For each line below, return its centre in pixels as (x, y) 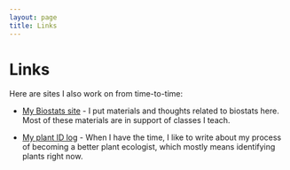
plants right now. (52, 157)
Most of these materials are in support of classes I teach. (126, 120)
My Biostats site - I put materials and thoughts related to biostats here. (150, 111)
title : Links (33, 26)
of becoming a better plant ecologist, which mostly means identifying (149, 147)
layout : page (33, 17)
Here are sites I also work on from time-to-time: (96, 94)
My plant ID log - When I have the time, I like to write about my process (152, 137)
